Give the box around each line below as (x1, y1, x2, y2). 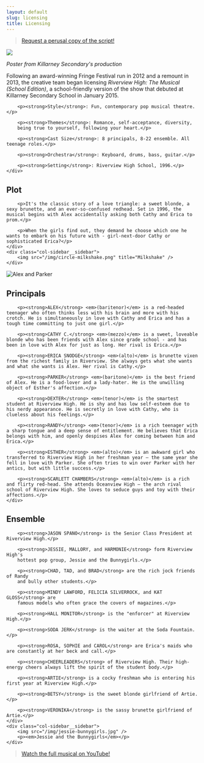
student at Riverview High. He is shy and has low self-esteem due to (6, 401, 190, 407)
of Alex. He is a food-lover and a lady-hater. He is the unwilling (6, 380, 184, 386)
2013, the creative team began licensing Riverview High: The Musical (6, 79, 180, 86)
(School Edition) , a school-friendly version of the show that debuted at (6, 85, 184, 92)
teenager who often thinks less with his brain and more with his (6, 310, 179, 316)
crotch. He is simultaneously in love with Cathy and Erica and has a (6, 315, 190, 321)
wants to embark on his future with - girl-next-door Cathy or (6, 233, 171, 239)
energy (6, 664, 23, 671)
